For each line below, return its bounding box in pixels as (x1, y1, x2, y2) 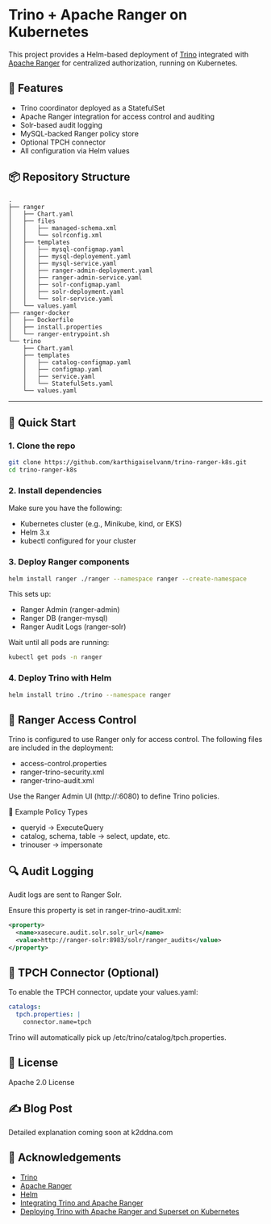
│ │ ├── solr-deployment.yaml (8, 287, 125, 296)
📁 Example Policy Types (8, 807, 89, 817)
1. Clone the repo (8, 440, 76, 451)
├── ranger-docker (8, 308, 70, 316)
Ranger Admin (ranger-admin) (19, 605, 120, 614)
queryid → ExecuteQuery (19, 823, 104, 832)
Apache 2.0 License (8, 1077, 75, 1087)
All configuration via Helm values (19, 145, 131, 155)
